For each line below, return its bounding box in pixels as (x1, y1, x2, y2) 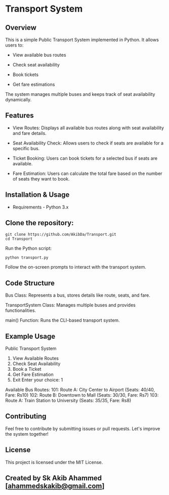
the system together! (5, 431, 49, 437)
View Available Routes (12, 356, 59, 362)
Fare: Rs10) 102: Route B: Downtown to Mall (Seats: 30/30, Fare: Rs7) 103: (5, 392, 159, 398)
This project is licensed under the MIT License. (5, 459, 103, 465)
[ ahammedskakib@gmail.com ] (5, 482, 105, 490)
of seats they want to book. (12, 175, 70, 182)
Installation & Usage (5, 191, 70, 199)
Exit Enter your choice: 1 (12, 377, 63, 383)
